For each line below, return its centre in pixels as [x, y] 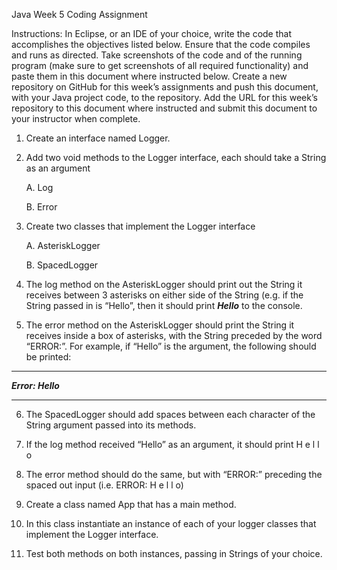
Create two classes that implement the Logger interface [140, 226]
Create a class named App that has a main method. [131, 504]
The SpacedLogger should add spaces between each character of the [170, 414]
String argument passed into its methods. [111, 425]
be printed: [48, 357]
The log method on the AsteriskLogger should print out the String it [164, 284]
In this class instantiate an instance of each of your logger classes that [171, 523]
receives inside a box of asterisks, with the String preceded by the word [174, 335]
